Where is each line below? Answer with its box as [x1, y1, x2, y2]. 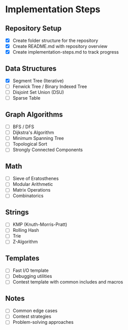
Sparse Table [12, 95, 41, 101]
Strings [5, 208, 29, 217]
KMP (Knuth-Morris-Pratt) [12, 221, 68, 228]
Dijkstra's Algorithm [12, 129, 54, 136]
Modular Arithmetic [12, 181, 53, 187]
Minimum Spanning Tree [12, 135, 65, 142]
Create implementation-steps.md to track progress [12, 49, 119, 55]
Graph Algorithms [5, 110, 63, 119]
